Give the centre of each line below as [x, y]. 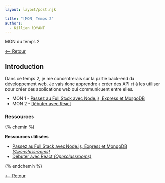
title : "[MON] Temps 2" [30, 18]
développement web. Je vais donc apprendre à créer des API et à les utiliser [82, 84]
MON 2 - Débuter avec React [42, 104]
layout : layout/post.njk [31, 10]
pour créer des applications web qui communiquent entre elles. [69, 89]
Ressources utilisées [27, 137]
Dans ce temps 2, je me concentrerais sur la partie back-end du [70, 79]
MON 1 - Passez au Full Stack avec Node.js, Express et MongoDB [79, 98]
